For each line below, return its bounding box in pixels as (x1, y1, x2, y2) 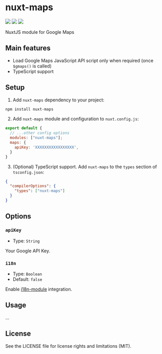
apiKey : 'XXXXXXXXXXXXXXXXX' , (14, 145, 79, 150)
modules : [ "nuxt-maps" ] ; (10, 135, 63, 141)
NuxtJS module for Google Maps (5, 29, 75, 35)
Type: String (12, 237, 40, 244)
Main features (5, 44, 51, 53)
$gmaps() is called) (12, 63, 52, 69)
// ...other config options (10, 130, 70, 136)
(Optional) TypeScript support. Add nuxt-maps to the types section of (12, 163, 157, 170)
